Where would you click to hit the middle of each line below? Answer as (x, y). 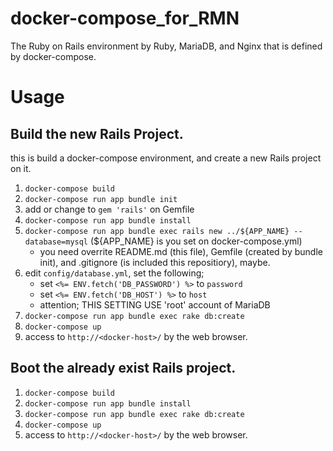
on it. (21, 168)
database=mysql (56, 242)
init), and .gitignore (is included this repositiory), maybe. (155, 262)
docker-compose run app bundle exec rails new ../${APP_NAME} (157, 231)
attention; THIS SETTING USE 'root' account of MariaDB (155, 304)
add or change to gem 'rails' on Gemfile (109, 209)
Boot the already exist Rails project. (123, 368)
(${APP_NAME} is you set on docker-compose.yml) (196, 241)
